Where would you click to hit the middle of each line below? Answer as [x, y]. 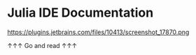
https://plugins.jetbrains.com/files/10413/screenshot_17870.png [98, 32]
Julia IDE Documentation [80, 13]
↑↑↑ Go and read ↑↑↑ [42, 45]
